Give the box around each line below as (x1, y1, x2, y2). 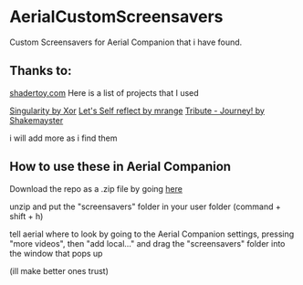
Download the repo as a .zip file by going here (9, 183, 183, 194)
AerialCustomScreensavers (9, 6, 224, 27)
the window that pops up (9, 248, 103, 259)
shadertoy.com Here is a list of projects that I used (9, 87, 199, 98)
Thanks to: (9, 63, 72, 79)
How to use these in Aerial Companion (9, 159, 231, 174)
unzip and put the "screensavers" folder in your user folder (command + (9, 201, 281, 212)
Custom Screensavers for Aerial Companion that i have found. (9, 37, 243, 47)
